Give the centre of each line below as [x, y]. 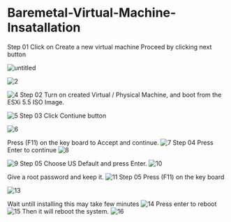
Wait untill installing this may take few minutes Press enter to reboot [112, 204]
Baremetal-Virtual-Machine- [92, 13]
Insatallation [44, 27]
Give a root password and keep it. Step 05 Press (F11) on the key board [116, 177]
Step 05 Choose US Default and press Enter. [84, 163]
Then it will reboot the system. [66, 211]
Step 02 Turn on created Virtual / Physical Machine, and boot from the [121, 95]
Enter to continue [32, 150]
